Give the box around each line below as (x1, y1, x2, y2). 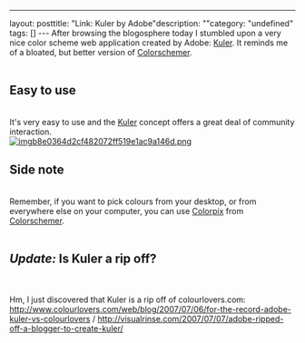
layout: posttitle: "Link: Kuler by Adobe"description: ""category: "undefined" (9, 18, 293, 28)
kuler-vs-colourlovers (9, 314, 91, 325)
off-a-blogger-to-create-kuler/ (9, 323, 124, 334)
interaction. (9, 126, 53, 137)
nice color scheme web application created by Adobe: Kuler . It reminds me (9, 37, 289, 48)
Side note (9, 162, 65, 178)
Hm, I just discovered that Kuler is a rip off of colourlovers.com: (9, 294, 247, 305)
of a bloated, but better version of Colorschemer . (9, 47, 192, 57)
